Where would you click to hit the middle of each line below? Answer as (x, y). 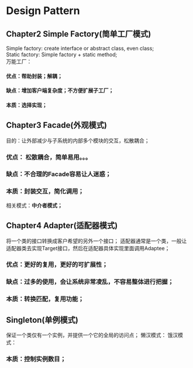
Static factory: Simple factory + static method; (62, 54)
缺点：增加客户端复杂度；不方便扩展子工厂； (60, 91)
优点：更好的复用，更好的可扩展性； (57, 265)
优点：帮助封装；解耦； (34, 76)
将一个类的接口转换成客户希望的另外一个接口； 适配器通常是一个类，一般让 (96, 241)
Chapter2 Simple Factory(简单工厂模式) (79, 34)
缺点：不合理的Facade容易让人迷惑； (59, 174)
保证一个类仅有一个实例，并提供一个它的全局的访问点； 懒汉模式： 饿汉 (92, 335)
